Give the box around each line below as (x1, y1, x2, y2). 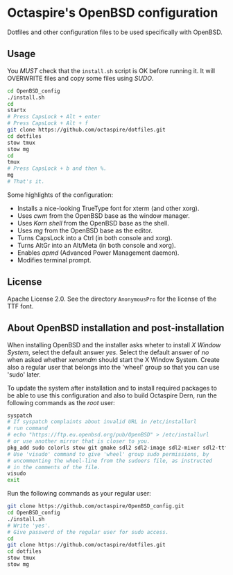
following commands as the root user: (7, 398, 116, 407)
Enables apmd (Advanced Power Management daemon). (17, 249, 180, 257)
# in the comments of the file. (7, 464, 101, 471)
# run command (7, 425, 49, 432)
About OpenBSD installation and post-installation (7, 322, 225, 334)
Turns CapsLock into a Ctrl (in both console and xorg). (17, 233, 173, 242)
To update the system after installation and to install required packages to (7, 384, 217, 392)
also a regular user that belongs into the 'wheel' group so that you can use (7, 363, 220, 371)
